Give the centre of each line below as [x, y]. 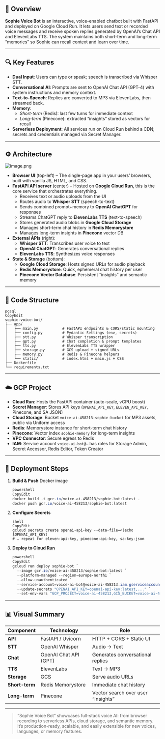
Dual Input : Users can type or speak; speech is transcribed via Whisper [85, 77]
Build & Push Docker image [40, 481]
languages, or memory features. [50, 731]
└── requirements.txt [27, 367]
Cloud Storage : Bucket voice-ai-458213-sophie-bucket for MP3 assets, [84, 418]
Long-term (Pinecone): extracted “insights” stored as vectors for [85, 118]
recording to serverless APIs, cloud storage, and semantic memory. [85, 721]
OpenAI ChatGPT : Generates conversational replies [72, 249]
